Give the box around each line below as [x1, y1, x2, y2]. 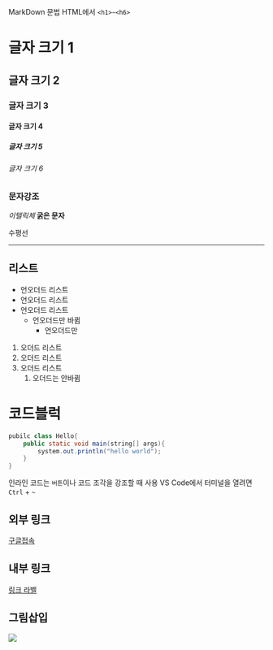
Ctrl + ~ [8, 487, 36, 497]
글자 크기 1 [8, 39, 75, 57]
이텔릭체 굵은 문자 [8, 210, 65, 221]
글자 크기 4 [8, 121, 43, 132]
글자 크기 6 [8, 163, 44, 173]
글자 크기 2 [8, 73, 60, 87]
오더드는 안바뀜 [32, 373, 81, 383]
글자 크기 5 [8, 141, 43, 151]
